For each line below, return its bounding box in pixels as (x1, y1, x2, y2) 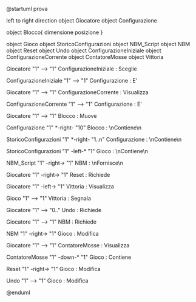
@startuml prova (6, 5, 48, 12)
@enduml (6, 289, 30, 296)
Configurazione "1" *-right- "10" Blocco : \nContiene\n (6, 124, 141, 131)
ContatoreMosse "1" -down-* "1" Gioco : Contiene (6, 253, 132, 261)
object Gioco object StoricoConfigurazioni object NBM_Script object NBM (6, 41, 191, 47)
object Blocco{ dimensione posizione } (6, 29, 103, 36)
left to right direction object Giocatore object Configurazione (6, 17, 158, 24)
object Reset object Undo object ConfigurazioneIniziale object (6, 47, 162, 54)
